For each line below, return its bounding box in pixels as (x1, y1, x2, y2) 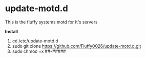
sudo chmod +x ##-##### (12, 48, 66, 54)
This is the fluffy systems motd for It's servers (5, 19, 98, 25)
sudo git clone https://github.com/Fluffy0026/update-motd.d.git (12, 43, 141, 49)
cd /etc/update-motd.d (12, 38, 59, 44)
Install (5, 28, 18, 34)
